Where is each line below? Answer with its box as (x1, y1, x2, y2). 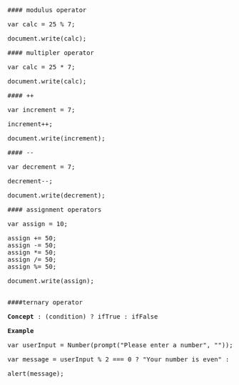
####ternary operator (7, 299, 83, 306)
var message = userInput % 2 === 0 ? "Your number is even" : (7, 356, 230, 363)
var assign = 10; (7, 220, 68, 227)
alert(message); (7, 370, 64, 377)
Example (7, 327, 34, 334)
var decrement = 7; (7, 163, 76, 170)
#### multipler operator (7, 49, 94, 56)
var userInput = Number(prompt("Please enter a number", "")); (7, 342, 233, 349)
